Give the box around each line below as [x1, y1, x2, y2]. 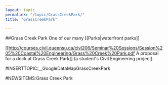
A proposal [136, 50, 159, 56]
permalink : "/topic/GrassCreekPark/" [5, 12, 85, 17]
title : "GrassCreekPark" [5, 17, 58, 22]
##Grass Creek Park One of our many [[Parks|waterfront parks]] [5, 35, 140, 41]
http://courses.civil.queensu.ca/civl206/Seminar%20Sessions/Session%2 [8, 45, 163, 51]
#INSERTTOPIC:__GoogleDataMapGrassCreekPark [5, 65, 110, 71]
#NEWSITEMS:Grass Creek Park [5, 75, 73, 81]
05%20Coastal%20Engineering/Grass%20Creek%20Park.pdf [5, 50, 135, 56]
